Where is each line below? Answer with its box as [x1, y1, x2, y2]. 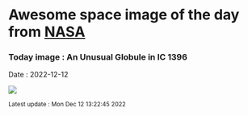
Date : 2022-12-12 [8, 70, 69, 80]
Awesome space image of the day [8, 6, 240, 24]
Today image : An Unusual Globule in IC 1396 [8, 52, 188, 63]
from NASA [8, 23, 86, 41]
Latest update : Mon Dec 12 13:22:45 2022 [8, 101, 127, 109]
